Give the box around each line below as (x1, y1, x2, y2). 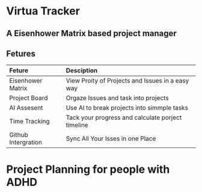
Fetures (6, 48, 36, 58)
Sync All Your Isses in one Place (66, 134, 156, 143)
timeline (66, 121, 88, 129)
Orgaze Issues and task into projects (66, 94, 170, 102)
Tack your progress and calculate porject (66, 113, 182, 122)
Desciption (66, 66, 98, 75)
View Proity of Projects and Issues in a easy (66, 76, 189, 85)
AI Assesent (9, 104, 43, 112)
